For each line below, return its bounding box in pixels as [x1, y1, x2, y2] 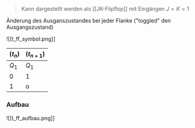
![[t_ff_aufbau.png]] [6, 114, 55, 121]
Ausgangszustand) [6, 24, 53, 30]
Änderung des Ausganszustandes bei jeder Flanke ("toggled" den [6, 17, 171, 24]
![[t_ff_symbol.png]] [6, 35, 56, 42]
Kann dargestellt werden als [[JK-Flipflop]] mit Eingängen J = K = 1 [21, 5, 190, 12]
